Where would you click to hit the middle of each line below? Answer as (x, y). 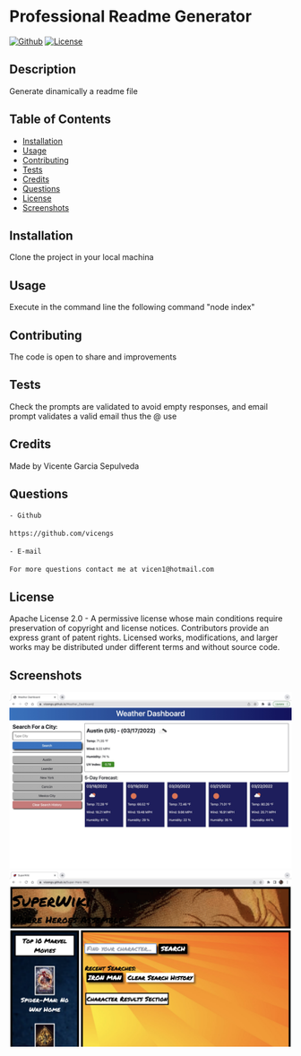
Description (43, 69)
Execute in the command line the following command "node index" (132, 307)
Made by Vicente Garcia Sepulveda (74, 466)
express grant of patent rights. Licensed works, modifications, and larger (144, 637)
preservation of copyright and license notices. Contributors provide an (139, 628)
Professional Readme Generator (131, 17)
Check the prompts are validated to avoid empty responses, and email (139, 406)
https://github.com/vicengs (62, 534)
